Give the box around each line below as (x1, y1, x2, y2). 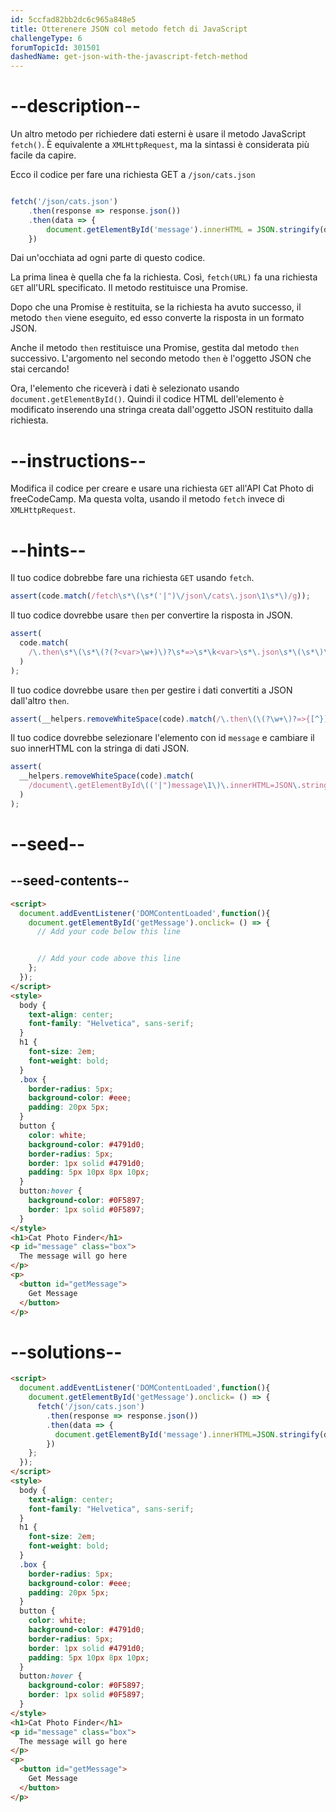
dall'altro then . (10, 694, 70, 706)
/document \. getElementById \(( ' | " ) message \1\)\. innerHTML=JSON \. (28, 781, 302, 791)
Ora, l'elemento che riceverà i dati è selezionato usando (10, 382, 240, 395)
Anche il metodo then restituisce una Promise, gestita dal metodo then (10, 342, 300, 354)
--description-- (10, 95, 142, 118)
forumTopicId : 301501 (10, 42, 101, 53)
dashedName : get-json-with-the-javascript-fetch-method (10, 52, 248, 62)
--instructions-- (10, 449, 147, 472)
